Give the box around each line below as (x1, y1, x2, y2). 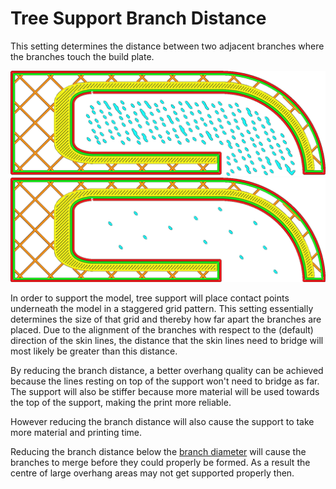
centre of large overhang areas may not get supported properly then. (10, 467, 295, 479)
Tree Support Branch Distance (10, 7, 267, 30)
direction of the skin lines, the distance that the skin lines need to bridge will (10, 334, 324, 346)
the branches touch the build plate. (10, 50, 155, 62)
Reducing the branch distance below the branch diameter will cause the (10, 445, 307, 457)
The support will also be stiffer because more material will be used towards (10, 385, 320, 397)
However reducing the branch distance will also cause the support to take (10, 415, 315, 427)
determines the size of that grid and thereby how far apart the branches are (10, 313, 322, 325)
